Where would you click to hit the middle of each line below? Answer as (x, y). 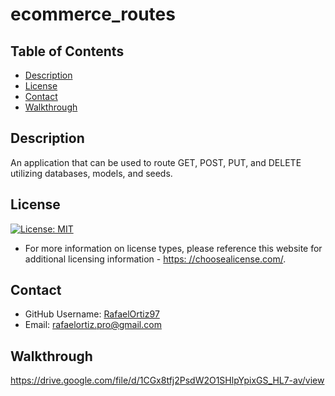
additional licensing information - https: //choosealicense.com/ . (155, 259)
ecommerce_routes (93, 14)
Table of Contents (67, 51)
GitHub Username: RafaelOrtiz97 (92, 314)
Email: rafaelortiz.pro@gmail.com (93, 325)
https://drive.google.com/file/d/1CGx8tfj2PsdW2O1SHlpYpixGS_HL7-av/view (167, 380)
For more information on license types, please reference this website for (173, 248)
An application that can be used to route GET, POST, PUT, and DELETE (156, 162)
